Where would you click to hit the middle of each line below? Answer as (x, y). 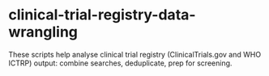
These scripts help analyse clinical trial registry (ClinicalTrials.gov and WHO (135, 54)
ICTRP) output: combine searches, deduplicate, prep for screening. (120, 63)
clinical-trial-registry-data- (102, 15)
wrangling (43, 32)
